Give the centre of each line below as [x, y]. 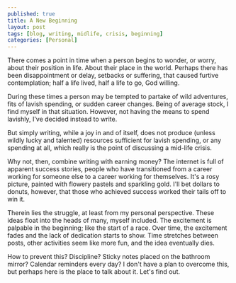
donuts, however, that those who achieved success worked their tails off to [117, 192]
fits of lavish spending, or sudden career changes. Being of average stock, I [118, 104]
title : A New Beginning [43, 21]
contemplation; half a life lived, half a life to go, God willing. [94, 83]
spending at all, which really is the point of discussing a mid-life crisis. [110, 148]
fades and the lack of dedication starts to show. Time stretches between [113, 236]
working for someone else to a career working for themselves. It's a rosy [113, 177]
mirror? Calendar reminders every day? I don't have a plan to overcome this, [118, 264]
